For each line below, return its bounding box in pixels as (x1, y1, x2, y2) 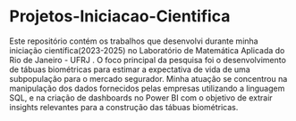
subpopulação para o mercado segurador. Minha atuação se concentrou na (9, 73, 288, 84)
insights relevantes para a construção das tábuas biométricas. (9, 101, 239, 112)
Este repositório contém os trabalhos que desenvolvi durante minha (9, 36, 258, 46)
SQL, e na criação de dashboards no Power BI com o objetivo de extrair (9, 92, 273, 103)
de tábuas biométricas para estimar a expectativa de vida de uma (9, 64, 250, 75)
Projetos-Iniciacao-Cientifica (9, 6, 231, 27)
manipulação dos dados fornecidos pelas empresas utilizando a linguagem (9, 83, 285, 93)
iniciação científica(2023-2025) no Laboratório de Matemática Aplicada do (9, 44, 285, 55)
